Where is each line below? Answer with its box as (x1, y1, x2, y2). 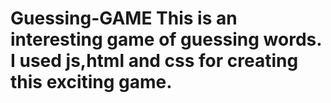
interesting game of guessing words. (10, 28, 322, 51)
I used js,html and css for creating (10, 50, 299, 72)
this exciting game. (10, 71, 173, 94)
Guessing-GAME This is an (10, 7, 238, 30)
